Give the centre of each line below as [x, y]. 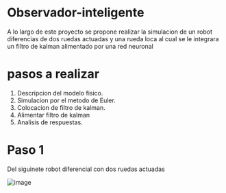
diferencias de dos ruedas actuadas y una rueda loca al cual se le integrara [113, 38]
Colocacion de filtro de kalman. [61, 107]
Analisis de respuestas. [50, 122]
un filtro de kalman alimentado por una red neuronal [80, 46]
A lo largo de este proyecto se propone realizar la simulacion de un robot [110, 32]
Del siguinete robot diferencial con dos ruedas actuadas [86, 169]
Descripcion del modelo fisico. [60, 93]
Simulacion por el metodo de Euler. [66, 100]
